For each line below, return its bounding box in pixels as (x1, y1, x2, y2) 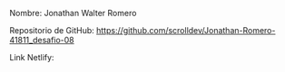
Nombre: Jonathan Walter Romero (9, 8, 137, 18)
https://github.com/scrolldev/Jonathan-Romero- (96, 25, 276, 35)
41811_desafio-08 (9, 35, 74, 45)
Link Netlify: (9, 52, 54, 62)
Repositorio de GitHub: (9, 25, 95, 35)
